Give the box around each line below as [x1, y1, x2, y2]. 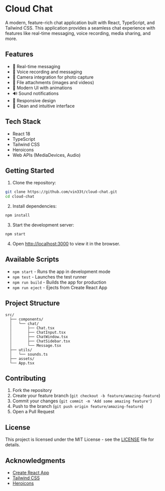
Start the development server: [12, 222, 74, 228]
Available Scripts [5, 255, 59, 264]
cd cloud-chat [5, 194, 35, 199]
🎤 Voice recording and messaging [12, 69, 82, 75]
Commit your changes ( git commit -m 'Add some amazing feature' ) [12, 398, 152, 404]
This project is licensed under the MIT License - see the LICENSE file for [5, 436, 154, 442]
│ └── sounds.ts [9, 352, 48, 357]
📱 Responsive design [12, 97, 56, 103]
